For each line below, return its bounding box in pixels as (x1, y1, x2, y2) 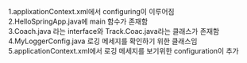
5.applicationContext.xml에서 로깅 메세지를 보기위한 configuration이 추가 (8, 46, 240, 55)
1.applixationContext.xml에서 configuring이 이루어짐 (8, 7, 175, 16)
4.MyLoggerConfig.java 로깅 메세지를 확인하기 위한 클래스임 (8, 36, 198, 46)
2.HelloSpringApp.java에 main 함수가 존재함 (8, 17, 149, 26)
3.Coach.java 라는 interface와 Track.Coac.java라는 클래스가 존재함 (8, 27, 220, 35)
